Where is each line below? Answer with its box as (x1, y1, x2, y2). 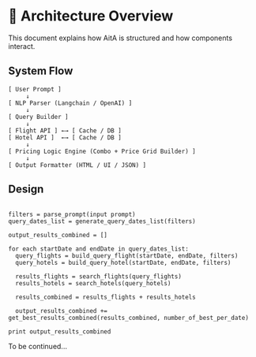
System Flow (8, 65, 73, 78)
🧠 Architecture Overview (8, 7, 174, 25)
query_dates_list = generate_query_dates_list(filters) (8, 217, 196, 225)
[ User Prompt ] (8, 85, 62, 93)
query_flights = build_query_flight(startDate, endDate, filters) (15, 251, 239, 259)
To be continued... (8, 341, 67, 351)
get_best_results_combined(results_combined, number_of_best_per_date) (8, 314, 249, 322)
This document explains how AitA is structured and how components (8, 33, 233, 43)
